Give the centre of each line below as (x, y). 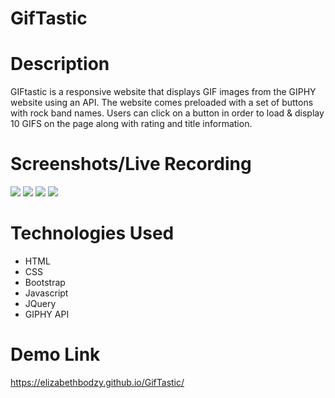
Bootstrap (45, 282)
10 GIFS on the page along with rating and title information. (131, 124)
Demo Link (55, 354)
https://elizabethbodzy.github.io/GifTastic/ (97, 382)
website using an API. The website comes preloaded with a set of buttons (162, 103)
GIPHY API (47, 314)
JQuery (40, 303)
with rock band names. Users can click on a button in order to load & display (167, 113)
